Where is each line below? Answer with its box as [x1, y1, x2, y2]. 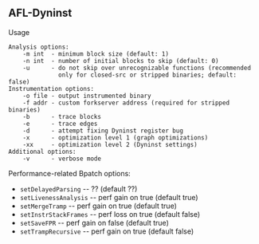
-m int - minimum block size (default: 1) [22, 49, 170, 58]
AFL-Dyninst [8, 6, 73, 20]
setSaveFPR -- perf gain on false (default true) [19, 218, 169, 227]
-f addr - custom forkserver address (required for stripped [22, 99, 230, 107]
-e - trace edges [22, 120, 98, 128]
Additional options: [8, 148, 77, 155]
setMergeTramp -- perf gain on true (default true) [19, 201, 177, 211]
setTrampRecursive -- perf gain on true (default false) [19, 226, 194, 236]
